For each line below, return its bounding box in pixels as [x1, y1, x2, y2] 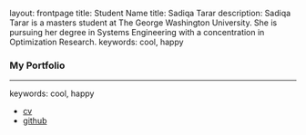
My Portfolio [9, 59, 66, 72]
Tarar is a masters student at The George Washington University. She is [9, 17, 278, 28]
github [22, 115, 47, 126]
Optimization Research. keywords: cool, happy [9, 36, 184, 47]
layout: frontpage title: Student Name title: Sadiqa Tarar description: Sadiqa [9, 8, 291, 18]
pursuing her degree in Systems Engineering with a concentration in [9, 27, 265, 37]
